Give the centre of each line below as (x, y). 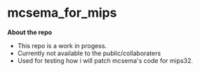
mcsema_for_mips (62, 13)
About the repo (30, 32)
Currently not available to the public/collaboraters (89, 53)
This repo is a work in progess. (62, 45)
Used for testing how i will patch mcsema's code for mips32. (105, 60)
